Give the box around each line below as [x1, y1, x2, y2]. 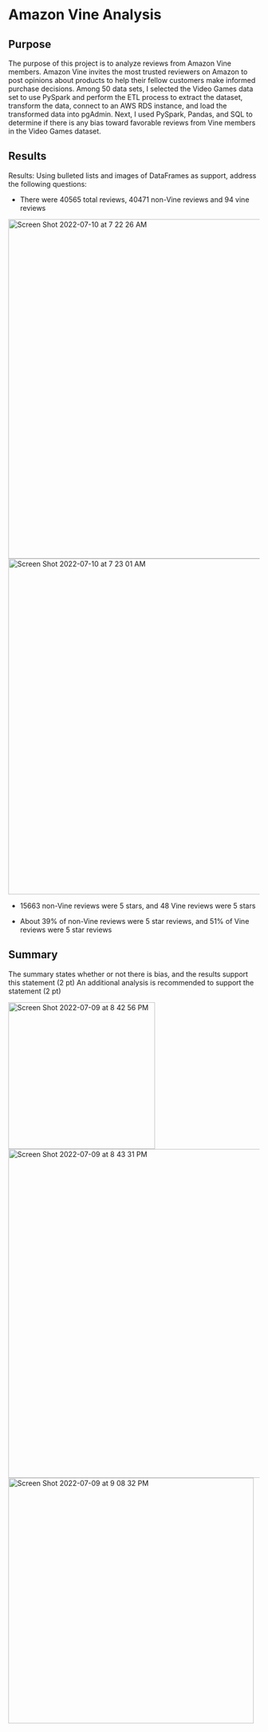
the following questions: [8, 179, 88, 188]
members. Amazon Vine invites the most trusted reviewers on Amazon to [8, 67, 248, 77]
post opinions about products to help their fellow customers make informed [8, 76, 256, 85]
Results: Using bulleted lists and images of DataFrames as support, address [8, 170, 257, 180]
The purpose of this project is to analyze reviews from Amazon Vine [8, 58, 231, 68]
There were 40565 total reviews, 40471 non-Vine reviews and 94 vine [19, 194, 250, 204]
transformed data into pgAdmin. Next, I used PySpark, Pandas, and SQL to [8, 109, 253, 119]
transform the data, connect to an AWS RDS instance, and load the [8, 101, 227, 110]
